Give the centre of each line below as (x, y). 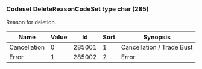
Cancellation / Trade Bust (157, 47)
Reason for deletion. (31, 22)
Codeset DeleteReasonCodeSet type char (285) (77, 9)
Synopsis (157, 37)
